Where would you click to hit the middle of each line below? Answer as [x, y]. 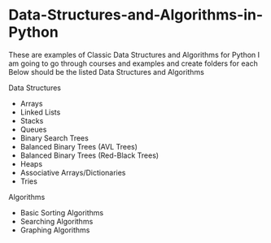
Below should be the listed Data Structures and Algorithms [107, 72]
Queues [33, 129]
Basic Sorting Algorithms [62, 212]
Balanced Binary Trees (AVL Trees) [79, 146]
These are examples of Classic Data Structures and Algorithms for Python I [134, 54]
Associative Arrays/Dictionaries [73, 172]
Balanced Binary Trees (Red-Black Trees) [90, 155]
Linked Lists [40, 112]
